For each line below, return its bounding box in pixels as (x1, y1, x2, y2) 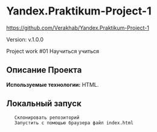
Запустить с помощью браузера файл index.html (14, 119, 134, 126)
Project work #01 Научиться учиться (6, 47, 100, 55)
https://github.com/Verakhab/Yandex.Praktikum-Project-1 (6, 24, 150, 31)
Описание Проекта (6, 65, 82, 75)
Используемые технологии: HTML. (6, 81, 99, 88)
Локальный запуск (6, 98, 82, 109)
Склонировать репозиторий (14, 115, 80, 121)
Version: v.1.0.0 (6, 36, 44, 43)
